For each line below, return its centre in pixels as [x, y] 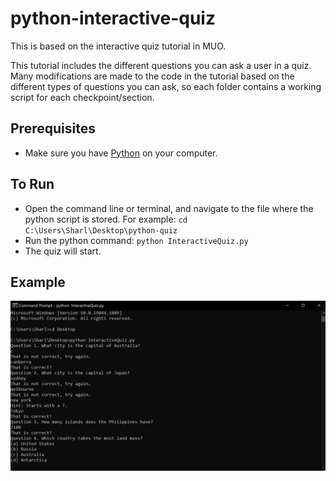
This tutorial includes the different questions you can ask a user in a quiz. [161, 65]
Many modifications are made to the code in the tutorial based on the [152, 76]
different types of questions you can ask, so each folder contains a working [166, 86]
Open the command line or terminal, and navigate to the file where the [169, 208]
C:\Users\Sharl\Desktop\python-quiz [101, 230]
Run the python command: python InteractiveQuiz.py [136, 240]
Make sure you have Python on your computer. [121, 153]
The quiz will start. [63, 251]
